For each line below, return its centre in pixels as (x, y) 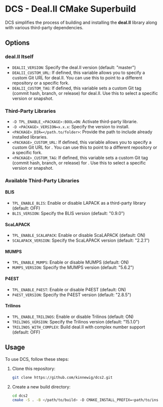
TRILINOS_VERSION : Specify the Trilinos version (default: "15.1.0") (76, 321)
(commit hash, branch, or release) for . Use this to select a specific (79, 163)
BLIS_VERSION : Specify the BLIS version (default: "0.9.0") (68, 213)
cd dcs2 (20, 396)
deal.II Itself (19, 57)
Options (18, 43)
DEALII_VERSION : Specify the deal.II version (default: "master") (74, 67)
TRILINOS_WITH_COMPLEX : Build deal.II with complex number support (79, 327)
